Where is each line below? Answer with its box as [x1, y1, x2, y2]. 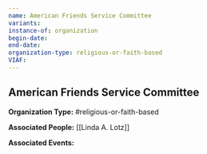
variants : [8, 19, 42, 27]
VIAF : [8, 57, 26, 65]
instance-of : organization [8, 26, 98, 34]
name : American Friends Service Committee [8, 11, 152, 20]
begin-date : [8, 34, 48, 42]
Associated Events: [8, 137, 74, 148]
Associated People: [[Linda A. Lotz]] [8, 122, 130, 132]
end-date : [8, 41, 42, 49]
